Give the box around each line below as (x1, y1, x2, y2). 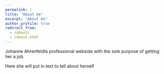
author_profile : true (5, 21, 50, 26)
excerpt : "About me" (5, 16, 48, 21)
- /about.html (9, 35, 39, 40)
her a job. (5, 53, 25, 59)
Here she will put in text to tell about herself (5, 63, 94, 69)
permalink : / (5, 7, 32, 12)
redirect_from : (5, 26, 37, 31)
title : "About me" (5, 12, 43, 17)
